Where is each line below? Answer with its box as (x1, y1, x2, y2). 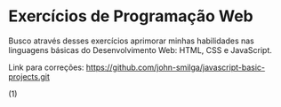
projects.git (8, 71, 50, 81)
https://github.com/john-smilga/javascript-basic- (85, 62, 266, 73)
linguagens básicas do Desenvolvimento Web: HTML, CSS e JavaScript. (8, 44, 273, 55)
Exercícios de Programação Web (8, 6, 254, 27)
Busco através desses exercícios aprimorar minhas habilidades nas (8, 35, 255, 46)
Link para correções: (8, 62, 84, 73)
